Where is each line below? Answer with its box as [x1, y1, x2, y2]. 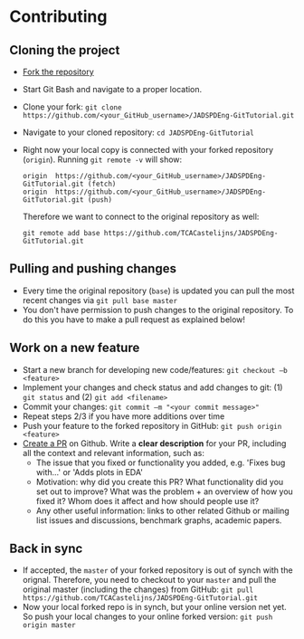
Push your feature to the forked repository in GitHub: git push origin [22, 420, 282, 431]
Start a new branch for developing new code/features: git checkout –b [22, 364, 288, 375]
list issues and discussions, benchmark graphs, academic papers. [35, 514, 282, 526]
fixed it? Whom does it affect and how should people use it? [35, 495, 260, 506]
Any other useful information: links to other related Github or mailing [35, 505, 290, 516]
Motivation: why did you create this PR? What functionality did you [35, 476, 284, 487]
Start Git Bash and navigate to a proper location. [22, 84, 203, 94]
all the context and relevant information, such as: [22, 447, 205, 458]
